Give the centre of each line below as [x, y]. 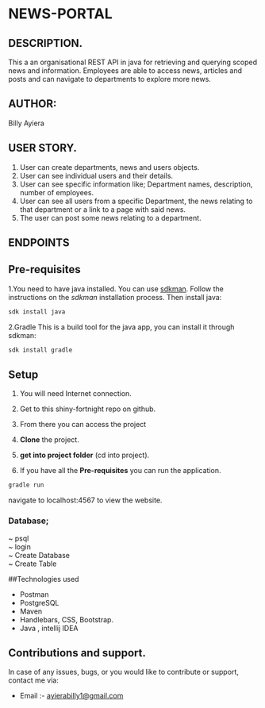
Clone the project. [49, 440]
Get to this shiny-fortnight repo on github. [88, 409]
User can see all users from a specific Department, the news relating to [136, 201]
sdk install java [37, 312]
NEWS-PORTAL [60, 14]
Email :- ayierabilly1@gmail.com [71, 696]
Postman [34, 594]
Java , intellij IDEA [49, 628]
